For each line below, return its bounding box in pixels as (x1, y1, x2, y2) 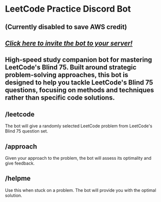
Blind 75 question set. (5, 128, 48, 134)
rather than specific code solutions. (5, 94, 115, 102)
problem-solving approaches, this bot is (5, 71, 129, 79)
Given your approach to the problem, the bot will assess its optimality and (5, 155, 151, 161)
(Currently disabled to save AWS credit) (5, 23, 127, 31)
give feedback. (5, 160, 35, 166)
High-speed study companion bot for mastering (5, 56, 152, 64)
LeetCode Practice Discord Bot (5, 3, 131, 15)
